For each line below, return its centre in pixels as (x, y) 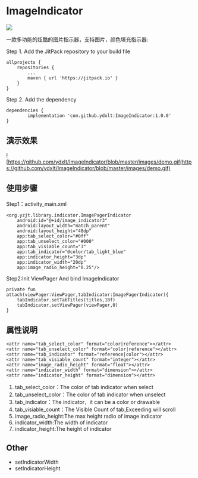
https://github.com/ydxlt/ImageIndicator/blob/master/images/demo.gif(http (100, 162)
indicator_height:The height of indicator (63, 429)
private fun (21, 289)
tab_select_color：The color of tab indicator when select (84, 387)
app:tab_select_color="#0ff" (53, 236)
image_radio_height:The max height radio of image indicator (88, 417)
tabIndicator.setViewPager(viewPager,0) (67, 305)
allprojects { (24, 62)
